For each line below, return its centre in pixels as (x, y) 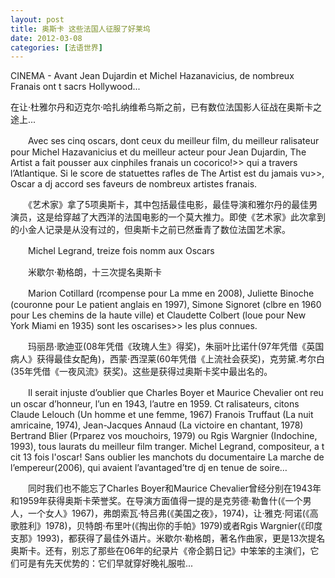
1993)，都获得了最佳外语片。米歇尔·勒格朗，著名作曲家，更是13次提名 (181, 538)
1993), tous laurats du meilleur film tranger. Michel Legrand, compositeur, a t (167, 447)
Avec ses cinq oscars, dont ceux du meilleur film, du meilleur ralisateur (173, 141)
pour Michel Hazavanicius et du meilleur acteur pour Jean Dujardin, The (158, 152)
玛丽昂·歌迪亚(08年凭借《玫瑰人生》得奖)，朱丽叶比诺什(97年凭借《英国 (176, 347)
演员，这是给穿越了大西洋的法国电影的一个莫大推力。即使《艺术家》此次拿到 (168, 217)
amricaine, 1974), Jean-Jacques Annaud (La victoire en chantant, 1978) (157, 425)
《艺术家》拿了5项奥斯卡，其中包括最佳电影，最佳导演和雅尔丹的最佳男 (172, 205)
